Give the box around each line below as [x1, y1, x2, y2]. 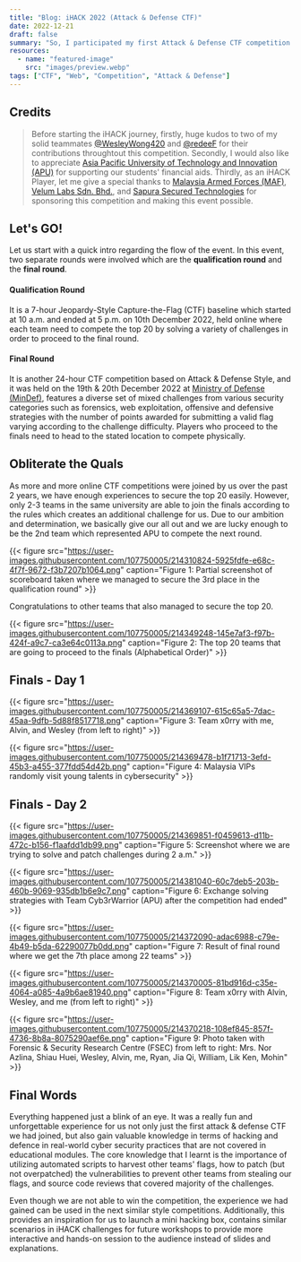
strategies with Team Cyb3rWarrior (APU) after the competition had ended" [9, 895, 288, 906]
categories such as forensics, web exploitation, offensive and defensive [9, 402, 274, 412]
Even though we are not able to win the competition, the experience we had [9, 1196, 288, 1206]
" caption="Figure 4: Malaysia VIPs [126, 761, 255, 772]
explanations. [9, 1243, 59, 1254]
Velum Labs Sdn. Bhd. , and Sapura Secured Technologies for [30, 186, 257, 196]
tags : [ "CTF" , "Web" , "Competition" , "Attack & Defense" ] [9, 72, 230, 81]
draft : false [9, 30, 58, 39]
